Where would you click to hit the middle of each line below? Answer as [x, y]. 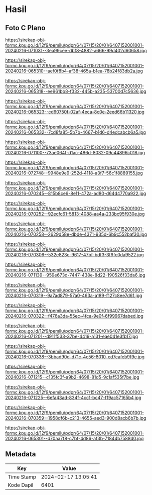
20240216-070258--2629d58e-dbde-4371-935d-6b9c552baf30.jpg [76, 234]
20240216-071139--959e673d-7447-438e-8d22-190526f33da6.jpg [75, 275]
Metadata [21, 454]
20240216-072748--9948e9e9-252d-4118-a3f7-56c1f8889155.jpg [74, 173]
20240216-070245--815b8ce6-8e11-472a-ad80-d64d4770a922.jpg [76, 193]
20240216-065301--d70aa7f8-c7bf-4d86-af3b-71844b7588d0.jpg [74, 438]
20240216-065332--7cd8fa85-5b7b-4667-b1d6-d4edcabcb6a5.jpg [76, 132]
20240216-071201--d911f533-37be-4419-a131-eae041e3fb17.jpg [72, 336]
